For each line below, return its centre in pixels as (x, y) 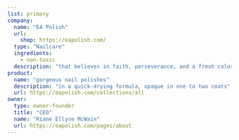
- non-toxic (38, 60)
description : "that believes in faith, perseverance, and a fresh (114, 66)
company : (20, 21)
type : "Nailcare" (39, 47)
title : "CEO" (33, 112)
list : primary (28, 14)
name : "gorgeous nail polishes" (62, 80)
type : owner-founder (44, 106)
